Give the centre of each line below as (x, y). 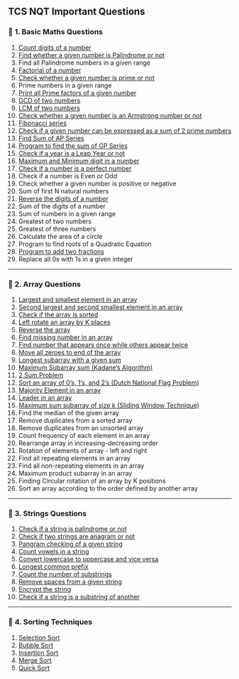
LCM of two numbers (49, 108)
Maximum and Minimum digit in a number (79, 161)
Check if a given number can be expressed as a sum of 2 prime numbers (125, 130)
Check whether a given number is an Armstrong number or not (110, 115)
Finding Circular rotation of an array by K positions (92, 481)
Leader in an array (45, 397)
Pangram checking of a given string (70, 544)
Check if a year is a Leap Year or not (72, 153)
